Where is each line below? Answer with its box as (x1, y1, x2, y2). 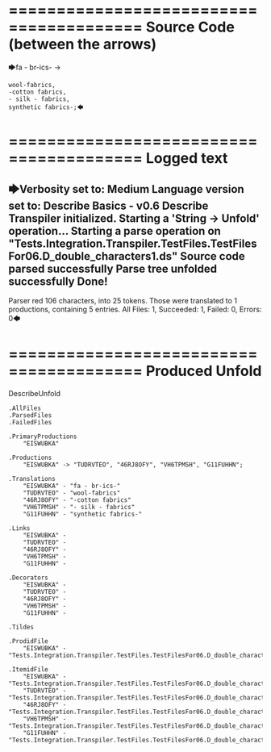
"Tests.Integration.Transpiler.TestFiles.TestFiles (8, 236, 257, 250)
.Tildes (8, 623, 35, 631)
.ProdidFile (8, 637, 48, 645)
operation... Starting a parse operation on (8, 224, 222, 238)
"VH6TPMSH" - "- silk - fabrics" (23, 503, 135, 511)
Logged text (145, 149, 228, 168)
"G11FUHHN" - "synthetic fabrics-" (23, 510, 143, 518)
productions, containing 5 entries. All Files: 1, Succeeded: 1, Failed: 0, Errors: (8, 304, 262, 314)
